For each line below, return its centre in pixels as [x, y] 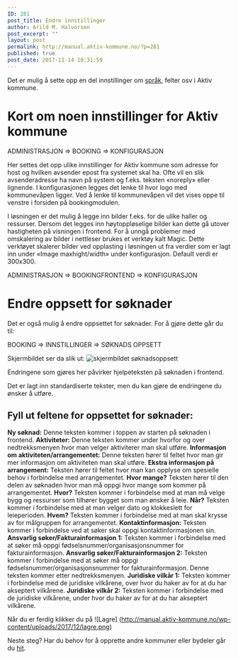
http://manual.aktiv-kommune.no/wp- [176, 619]
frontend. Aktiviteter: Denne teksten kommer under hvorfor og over [106, 440]
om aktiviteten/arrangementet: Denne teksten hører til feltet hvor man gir [115, 455]
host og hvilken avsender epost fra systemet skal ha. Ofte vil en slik [106, 172]
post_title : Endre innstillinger [57, 21]
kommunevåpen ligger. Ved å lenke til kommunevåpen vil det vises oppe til [116, 195]
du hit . [17, 648]
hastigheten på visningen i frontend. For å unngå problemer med [102, 231]
